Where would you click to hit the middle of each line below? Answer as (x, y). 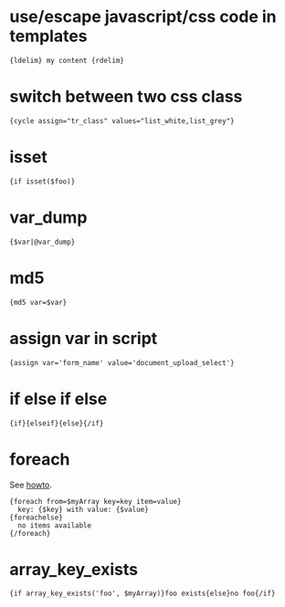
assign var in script (84, 338)
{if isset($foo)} (42, 181)
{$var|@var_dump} (42, 242)
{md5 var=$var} (38, 302)
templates (49, 36)
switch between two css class (126, 97)
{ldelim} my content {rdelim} (67, 60)
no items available (55, 525)
